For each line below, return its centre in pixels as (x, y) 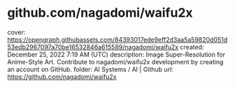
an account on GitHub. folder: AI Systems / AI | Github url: (90, 69)
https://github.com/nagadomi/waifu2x (62, 76)
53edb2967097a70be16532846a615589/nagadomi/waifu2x (93, 47)
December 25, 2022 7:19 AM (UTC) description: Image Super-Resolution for (116, 54)
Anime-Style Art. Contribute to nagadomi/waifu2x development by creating (115, 61)
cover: (16, 32)
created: (192, 47)
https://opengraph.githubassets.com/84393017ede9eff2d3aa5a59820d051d (117, 39)
